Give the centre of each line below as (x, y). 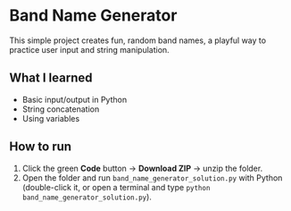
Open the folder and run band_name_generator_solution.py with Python (152, 177)
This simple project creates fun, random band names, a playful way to (137, 40)
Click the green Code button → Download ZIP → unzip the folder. (142, 168)
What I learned (51, 78)
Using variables (51, 118)
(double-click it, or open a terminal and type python (116, 187)
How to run (41, 147)
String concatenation (61, 109)
